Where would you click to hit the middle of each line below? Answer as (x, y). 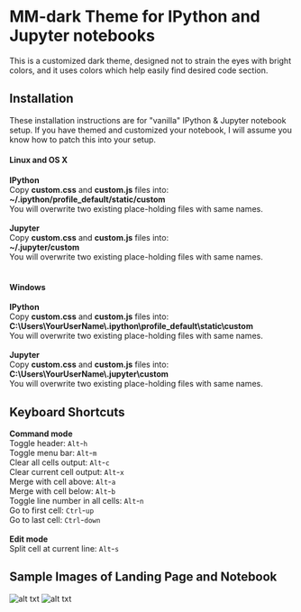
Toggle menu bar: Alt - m (53, 452)
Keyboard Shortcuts (67, 412)
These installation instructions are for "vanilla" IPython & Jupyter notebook (148, 120)
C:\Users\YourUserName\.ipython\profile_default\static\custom (132, 326)
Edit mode (29, 539)
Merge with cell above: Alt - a (63, 481)
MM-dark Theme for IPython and (135, 17)
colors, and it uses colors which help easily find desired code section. (139, 70)
